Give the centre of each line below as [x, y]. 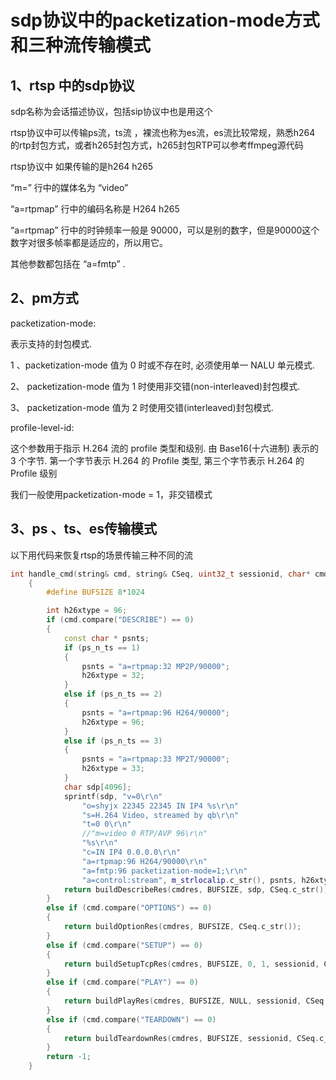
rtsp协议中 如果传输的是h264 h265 [82, 166]
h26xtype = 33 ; [113, 769]
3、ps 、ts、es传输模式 [84, 529]
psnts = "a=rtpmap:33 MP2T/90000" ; [155, 759]
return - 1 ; [69, 1057]
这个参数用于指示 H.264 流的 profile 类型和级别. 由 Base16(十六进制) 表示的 [165, 448]
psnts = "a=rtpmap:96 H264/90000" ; [155, 712]
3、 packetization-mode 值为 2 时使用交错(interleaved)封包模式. [142, 407]
